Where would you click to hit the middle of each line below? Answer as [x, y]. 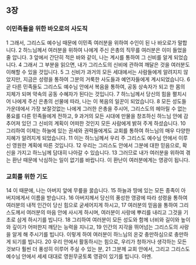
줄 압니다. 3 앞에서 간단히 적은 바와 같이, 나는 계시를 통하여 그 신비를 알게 [89, 57]
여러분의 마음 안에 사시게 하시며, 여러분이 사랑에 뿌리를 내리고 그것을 [104, 212]
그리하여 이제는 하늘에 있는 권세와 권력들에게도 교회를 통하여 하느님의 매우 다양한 [98, 130]
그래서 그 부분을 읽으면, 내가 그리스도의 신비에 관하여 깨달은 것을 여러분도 [106, 64]
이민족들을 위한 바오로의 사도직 [47, 29]
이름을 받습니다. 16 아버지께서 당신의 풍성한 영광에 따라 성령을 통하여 [109, 198]
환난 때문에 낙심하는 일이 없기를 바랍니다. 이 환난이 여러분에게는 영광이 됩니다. [101, 159]
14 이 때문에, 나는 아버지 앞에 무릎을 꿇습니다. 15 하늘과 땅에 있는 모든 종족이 [93, 190]
